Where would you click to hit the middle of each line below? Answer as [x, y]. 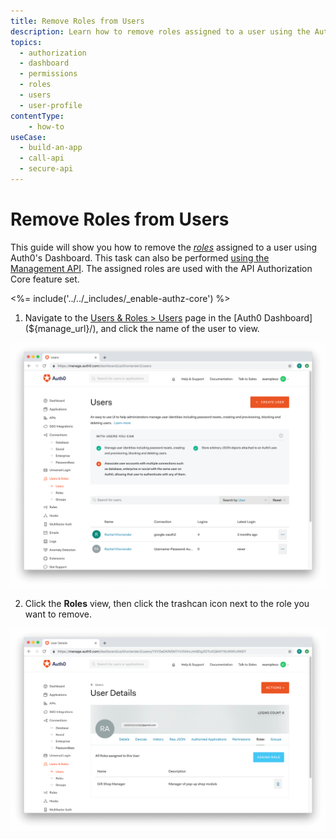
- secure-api [46, 169]
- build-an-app [51, 148]
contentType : [37, 116]
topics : [26, 42]
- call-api [42, 158]
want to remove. [58, 614]
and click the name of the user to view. [180, 328]
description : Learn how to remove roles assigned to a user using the [160, 31]
